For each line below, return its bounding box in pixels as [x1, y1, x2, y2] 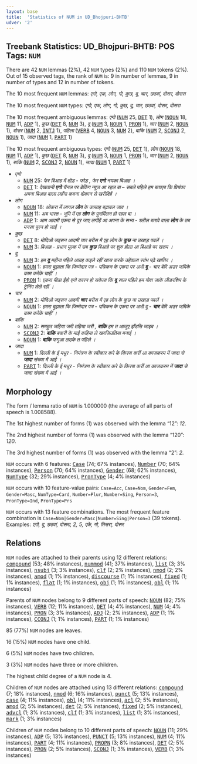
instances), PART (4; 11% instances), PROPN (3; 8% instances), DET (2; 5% [6, 739, 185, 746]
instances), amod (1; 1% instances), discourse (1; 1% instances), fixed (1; [6, 573, 187, 580]
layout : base [6, 8, 38, 15]
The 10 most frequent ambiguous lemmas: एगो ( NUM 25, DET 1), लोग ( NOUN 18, [6, 114, 187, 121]
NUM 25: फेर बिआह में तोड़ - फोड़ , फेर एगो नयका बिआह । [23, 177, 135, 184]
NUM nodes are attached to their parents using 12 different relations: [6, 554, 168, 561]
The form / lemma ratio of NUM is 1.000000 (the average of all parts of [6, 402, 173, 409]
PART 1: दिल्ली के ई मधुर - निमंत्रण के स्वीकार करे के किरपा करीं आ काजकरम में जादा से [23, 363, 188, 370]
